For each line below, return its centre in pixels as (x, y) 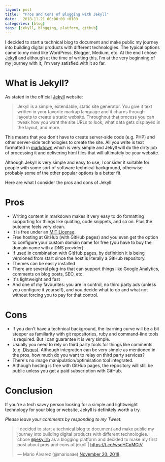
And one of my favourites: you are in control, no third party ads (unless (84, 284)
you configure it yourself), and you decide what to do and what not (80, 290)
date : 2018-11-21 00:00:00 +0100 (42, 19)
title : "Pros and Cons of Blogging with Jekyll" (57, 14)
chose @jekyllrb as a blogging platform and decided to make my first (87, 439)
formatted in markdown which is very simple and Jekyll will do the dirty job (81, 148)
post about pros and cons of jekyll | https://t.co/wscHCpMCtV (80, 444)
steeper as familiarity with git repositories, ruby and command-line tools (85, 334)
